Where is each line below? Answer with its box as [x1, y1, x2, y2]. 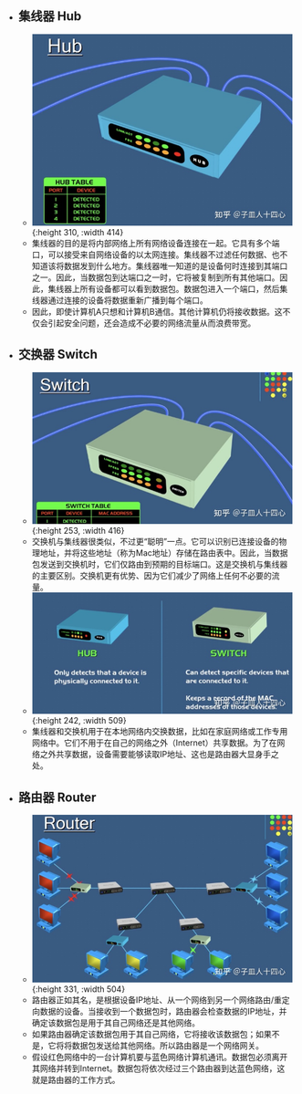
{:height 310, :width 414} [31, 226, 124, 237]
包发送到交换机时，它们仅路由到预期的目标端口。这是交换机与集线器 [31, 558, 288, 569]
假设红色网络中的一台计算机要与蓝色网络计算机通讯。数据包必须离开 [31, 1051, 288, 1062]
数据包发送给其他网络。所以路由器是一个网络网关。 [71, 1039, 265, 1051]
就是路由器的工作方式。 [31, 1074, 120, 1085]
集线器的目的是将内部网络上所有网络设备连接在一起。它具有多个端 [31, 237, 280, 248]
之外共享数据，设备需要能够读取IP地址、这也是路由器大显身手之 [39, 749, 280, 760]
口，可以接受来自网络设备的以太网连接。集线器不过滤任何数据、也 [31, 249, 280, 260]
